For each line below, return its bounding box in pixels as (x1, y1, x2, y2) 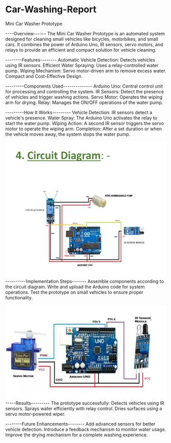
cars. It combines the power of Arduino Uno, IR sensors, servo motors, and (5, 41, 163, 47)
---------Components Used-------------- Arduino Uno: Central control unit (5, 83, 163, 89)
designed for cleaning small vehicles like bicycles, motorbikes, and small (5, 36, 159, 42)
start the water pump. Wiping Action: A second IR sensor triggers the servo (5, 120, 164, 126)
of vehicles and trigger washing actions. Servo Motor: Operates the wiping (5, 94, 163, 100)
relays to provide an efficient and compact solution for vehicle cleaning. (5, 47, 157, 53)
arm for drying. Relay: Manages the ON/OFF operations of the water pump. (5, 99, 163, 106)
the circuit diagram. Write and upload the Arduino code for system (5, 284, 145, 290)
